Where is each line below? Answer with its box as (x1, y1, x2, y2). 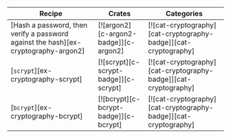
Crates (108, 9, 131, 18)
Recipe (39, 9, 63, 18)
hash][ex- (47, 38, 82, 47)
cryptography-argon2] (10, 46, 85, 56)
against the (10, 38, 47, 47)
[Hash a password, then (10, 21, 88, 30)
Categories (166, 9, 203, 18)
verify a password (10, 29, 69, 38)
